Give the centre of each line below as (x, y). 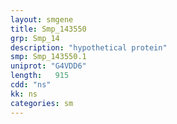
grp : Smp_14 (35, 38)
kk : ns (24, 94)
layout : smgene (42, 19)
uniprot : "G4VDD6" (48, 66)
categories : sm (42, 103)
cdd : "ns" (31, 85)
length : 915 (40, 76)
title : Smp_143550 (48, 29)
